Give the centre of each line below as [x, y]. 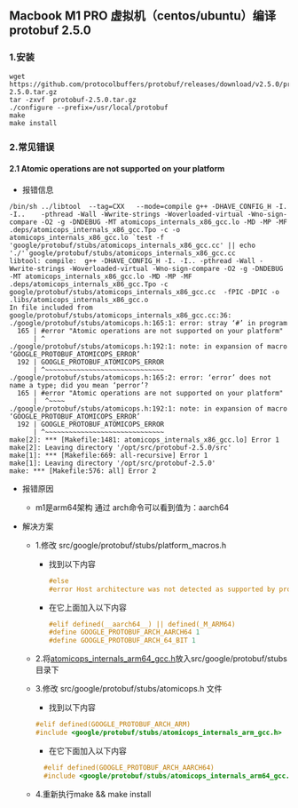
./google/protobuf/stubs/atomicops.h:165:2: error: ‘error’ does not [141, 377]
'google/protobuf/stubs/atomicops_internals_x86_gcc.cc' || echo [132, 245]
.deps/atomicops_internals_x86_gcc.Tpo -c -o [94, 229]
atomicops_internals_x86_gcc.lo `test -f [87, 237]
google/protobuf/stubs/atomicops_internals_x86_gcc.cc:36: [121, 315]
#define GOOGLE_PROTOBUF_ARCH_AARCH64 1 [124, 632]
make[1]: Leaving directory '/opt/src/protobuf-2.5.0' [113, 463]
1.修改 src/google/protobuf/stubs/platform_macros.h [131, 545]
